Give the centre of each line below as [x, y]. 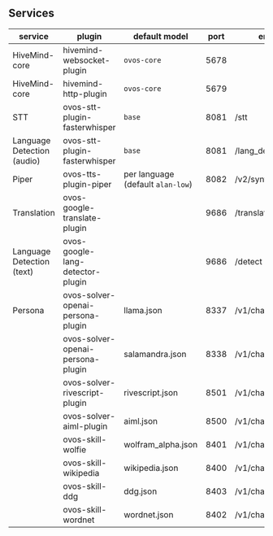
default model [160, 36]
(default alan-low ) [158, 184]
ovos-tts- [82, 174]
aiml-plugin [85, 426]
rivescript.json [151, 392]
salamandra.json [155, 354]
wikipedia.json [151, 468]
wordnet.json [149, 514]
